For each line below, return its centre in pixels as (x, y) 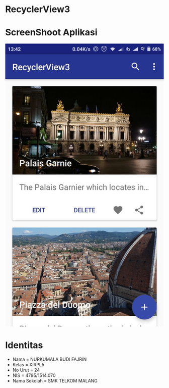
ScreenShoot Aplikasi (51, 33)
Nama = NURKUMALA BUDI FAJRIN (50, 359)
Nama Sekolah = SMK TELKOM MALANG (55, 381)
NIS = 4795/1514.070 (34, 375)
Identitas (24, 345)
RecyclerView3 (38, 9)
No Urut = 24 (26, 370)
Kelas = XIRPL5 (28, 365)
